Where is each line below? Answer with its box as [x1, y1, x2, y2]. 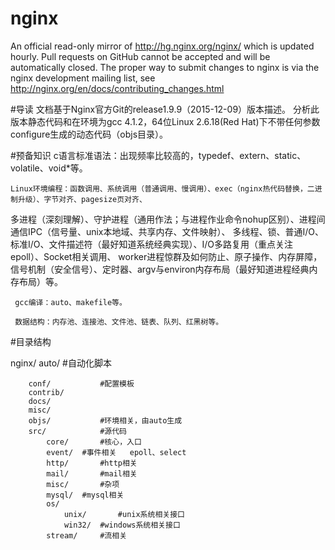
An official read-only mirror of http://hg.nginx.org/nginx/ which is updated [10, 40, 315, 52]
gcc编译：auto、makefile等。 [14, 297, 127, 307]
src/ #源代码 [28, 426, 128, 436]
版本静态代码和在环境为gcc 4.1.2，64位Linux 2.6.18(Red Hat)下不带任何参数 [10, 115, 321, 127]
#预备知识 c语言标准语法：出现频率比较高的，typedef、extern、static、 [10, 149, 307, 161]
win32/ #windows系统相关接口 [63, 520, 181, 530]
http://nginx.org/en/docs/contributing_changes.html [10, 82, 225, 94]
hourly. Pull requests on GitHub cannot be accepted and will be [10, 50, 271, 62]
